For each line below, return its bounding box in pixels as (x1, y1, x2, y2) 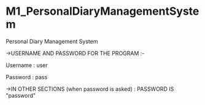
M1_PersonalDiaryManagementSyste (6, 4, 199, 18)
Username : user (6, 61, 48, 69)
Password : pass (6, 73, 48, 80)
